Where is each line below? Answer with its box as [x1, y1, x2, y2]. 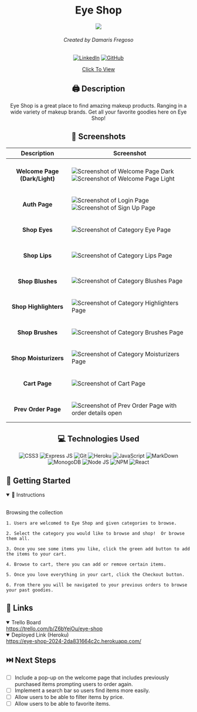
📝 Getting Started [6, 475, 71, 485]
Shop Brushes [17, 328, 57, 337]
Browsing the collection [6, 508, 63, 515]
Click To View [81, 66, 116, 73]
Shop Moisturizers [11, 354, 64, 362]
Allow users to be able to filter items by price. [14, 693, 124, 700]
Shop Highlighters [11, 302, 63, 311]
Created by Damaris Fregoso [63, 36, 134, 43]
